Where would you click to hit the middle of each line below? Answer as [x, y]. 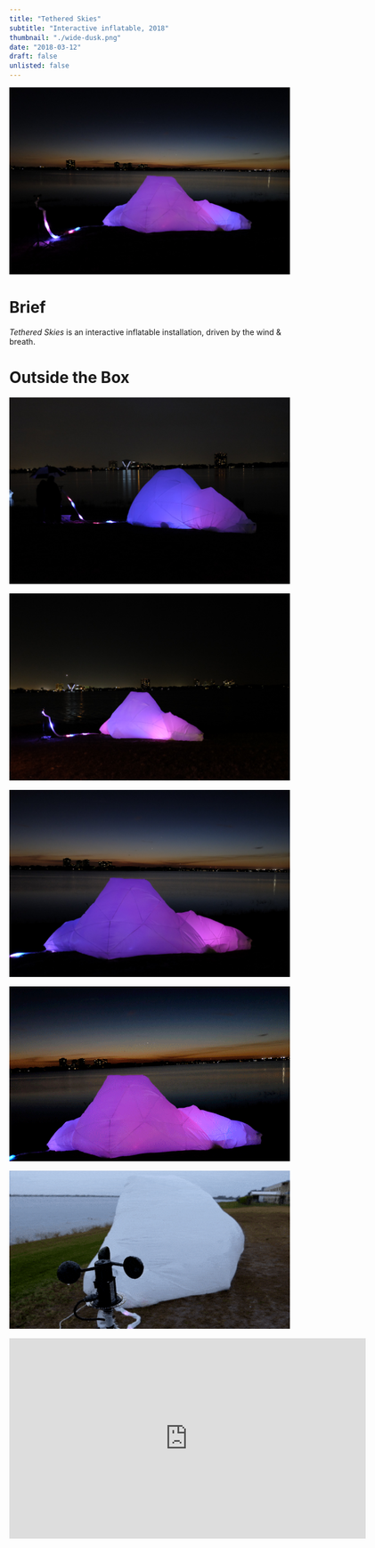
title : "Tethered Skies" [55, 19]
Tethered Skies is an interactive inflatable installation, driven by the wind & [146, 332]
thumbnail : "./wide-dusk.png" [65, 37]
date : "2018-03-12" [45, 47]
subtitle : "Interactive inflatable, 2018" [89, 28]
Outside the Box [69, 377]
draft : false [33, 57]
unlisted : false [39, 66]
